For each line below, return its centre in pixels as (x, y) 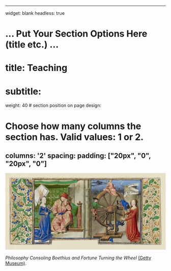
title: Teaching (36, 68)
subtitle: (23, 91)
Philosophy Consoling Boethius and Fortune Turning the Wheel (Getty (78, 258)
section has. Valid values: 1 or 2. (75, 137)
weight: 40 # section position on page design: (53, 106)
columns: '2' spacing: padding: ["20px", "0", (78, 155)
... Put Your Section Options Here (76, 34)
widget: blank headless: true (35, 13)
